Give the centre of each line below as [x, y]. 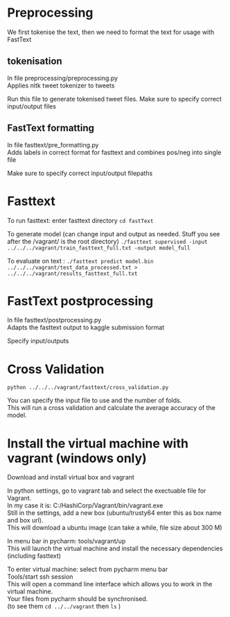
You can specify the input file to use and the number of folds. [95, 400]
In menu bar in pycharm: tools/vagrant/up [67, 541]
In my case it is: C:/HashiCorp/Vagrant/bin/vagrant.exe [85, 506]
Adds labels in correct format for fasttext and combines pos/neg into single [114, 152]
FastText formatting [51, 128]
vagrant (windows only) [77, 458]
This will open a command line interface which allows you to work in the [110, 584]
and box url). [25, 520]
